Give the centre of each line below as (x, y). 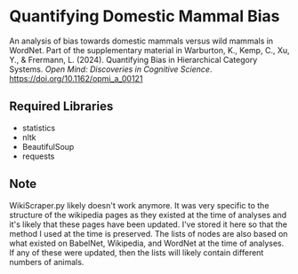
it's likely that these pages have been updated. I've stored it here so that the (148, 224)
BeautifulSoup (48, 146)
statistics (39, 128)
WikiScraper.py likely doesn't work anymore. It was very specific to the (139, 205)
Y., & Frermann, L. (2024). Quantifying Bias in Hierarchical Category (133, 59)
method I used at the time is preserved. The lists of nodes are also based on (149, 233)
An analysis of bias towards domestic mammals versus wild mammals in (141, 41)
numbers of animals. (47, 262)
